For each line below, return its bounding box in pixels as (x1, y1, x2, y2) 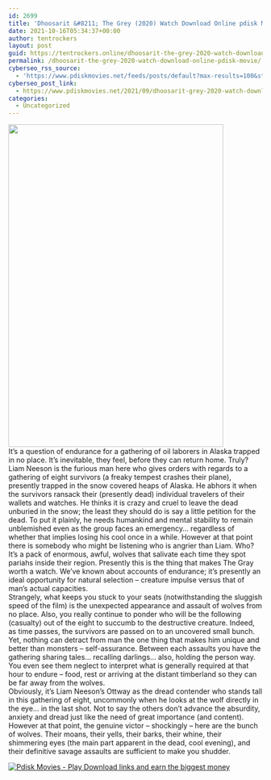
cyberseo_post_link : (8, 79, 78, 87)
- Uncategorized (15, 102, 70, 110)
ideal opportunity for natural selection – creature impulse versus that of (8, 575, 244, 585)
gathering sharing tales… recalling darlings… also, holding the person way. (8, 653, 256, 662)
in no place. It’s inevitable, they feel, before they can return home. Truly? (8, 455, 248, 465)
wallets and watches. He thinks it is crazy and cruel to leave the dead (8, 498, 239, 508)
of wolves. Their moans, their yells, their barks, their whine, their (8, 729, 223, 739)
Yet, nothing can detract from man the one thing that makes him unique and (8, 635, 260, 645)
